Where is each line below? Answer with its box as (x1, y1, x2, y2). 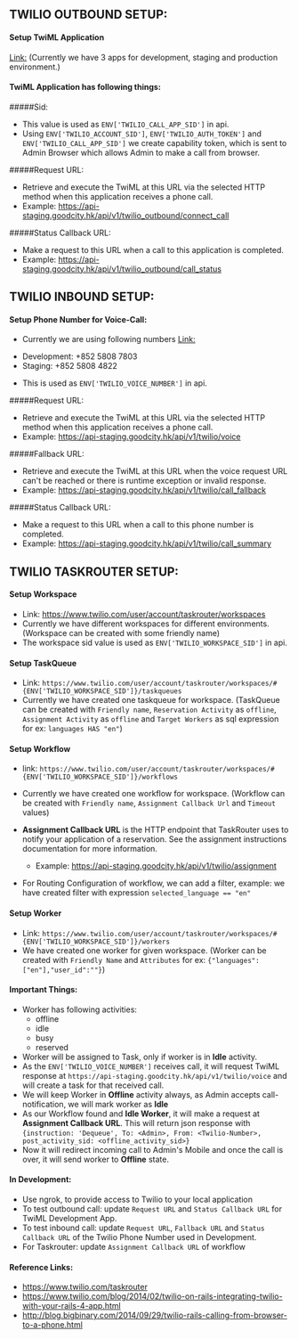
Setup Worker (9, 908, 62, 919)
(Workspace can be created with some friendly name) (21, 627, 221, 638)
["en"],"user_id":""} (21, 966, 102, 975)
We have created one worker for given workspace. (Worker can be (21, 944, 267, 956)
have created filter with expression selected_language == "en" (21, 887, 252, 898)
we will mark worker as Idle (68, 1098, 169, 1109)
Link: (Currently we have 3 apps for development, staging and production (9, 52, 278, 62)
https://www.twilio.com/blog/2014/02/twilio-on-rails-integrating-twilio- (21, 1291, 283, 1302)
